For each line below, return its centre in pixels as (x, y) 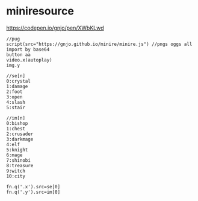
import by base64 (28, 49)
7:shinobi (19, 160)
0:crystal (19, 81)
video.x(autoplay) (29, 60)
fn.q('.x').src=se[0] (33, 187)
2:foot (14, 92)
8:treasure (20, 165)
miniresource (40, 11)
